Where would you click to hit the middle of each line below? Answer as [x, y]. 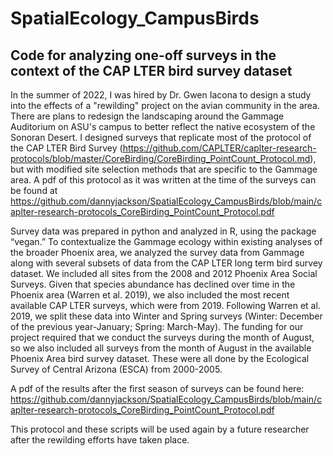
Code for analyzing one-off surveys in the [143, 55]
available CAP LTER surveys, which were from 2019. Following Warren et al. [165, 305]
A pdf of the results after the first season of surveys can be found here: [157, 388]
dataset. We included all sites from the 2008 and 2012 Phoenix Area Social [164, 273]
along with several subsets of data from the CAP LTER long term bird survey [166, 263]
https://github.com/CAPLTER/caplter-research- [219, 148]
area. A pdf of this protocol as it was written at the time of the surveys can [163, 180]
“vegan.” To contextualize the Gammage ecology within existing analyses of [166, 241]
